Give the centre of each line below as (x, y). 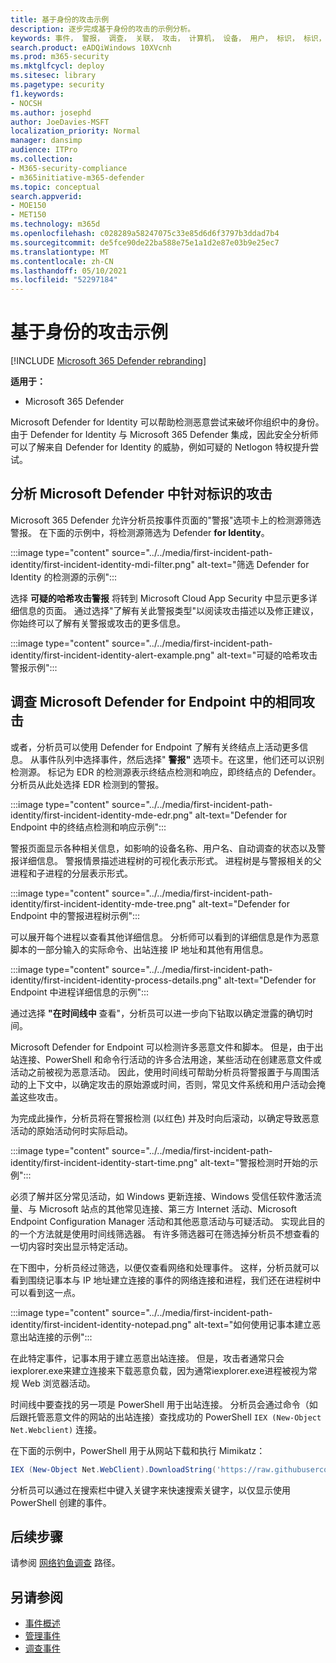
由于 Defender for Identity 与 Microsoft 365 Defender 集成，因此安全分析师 (164, 435)
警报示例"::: (34, 667)
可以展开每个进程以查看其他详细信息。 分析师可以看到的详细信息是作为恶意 (165, 937)
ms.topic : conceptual (55, 187)
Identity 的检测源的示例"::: (64, 577)
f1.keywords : (37, 94)
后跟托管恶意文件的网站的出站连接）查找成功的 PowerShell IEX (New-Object (166, 1417)
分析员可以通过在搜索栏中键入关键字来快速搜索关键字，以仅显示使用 (150, 1490)
